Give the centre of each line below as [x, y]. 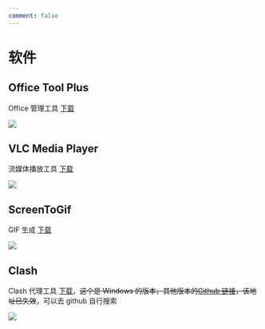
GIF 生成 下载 [30, 230]
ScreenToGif [40, 209]
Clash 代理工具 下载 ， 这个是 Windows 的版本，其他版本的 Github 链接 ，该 [129, 291]
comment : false [34, 16]
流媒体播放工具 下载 [41, 169]
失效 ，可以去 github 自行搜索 [69, 301]
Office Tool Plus [49, 88]
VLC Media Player [53, 149]
